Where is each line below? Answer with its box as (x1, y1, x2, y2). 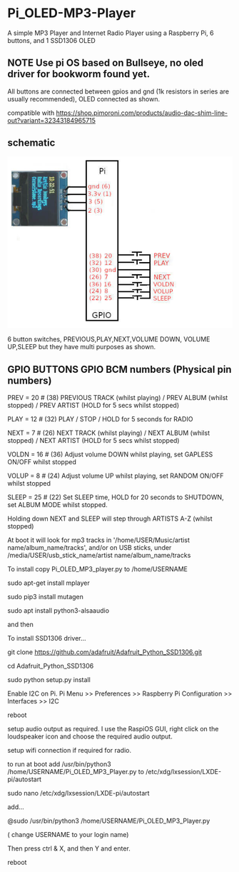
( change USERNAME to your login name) (7, 831, 129, 839)
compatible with (7, 109, 55, 117)
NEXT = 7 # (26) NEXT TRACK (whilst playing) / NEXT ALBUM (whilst (7, 429, 210, 437)
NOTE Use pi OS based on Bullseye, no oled (7, 57, 204, 69)
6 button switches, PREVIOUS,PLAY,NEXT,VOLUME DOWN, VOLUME (7, 335, 210, 344)
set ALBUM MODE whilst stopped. (7, 501, 108, 509)
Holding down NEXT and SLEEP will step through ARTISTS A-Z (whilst (7, 514, 213, 523)
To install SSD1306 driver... (7, 634, 87, 643)
